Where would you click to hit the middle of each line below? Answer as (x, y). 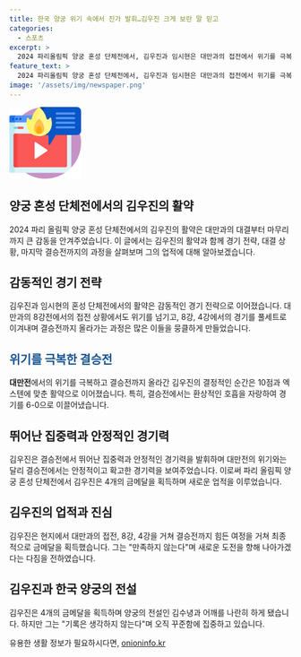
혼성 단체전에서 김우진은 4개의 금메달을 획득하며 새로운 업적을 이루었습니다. (150, 481)
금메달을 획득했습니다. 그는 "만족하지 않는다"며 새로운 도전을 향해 (146, 547)
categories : (31, 28)
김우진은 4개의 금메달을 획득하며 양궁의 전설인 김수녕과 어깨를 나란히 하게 (138, 612)
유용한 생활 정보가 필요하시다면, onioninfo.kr (87, 643)
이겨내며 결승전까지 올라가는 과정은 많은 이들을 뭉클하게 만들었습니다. (130, 328)
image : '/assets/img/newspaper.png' (77, 85)
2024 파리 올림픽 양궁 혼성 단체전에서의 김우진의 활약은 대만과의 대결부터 (138, 229)
